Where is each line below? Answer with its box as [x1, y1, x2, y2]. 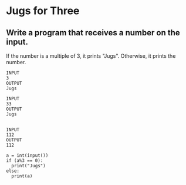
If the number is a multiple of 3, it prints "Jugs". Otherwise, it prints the [6, 52, 176, 60]
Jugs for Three [6, 4, 80, 18]
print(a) [11, 173, 33, 179]
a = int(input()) [6, 153, 49, 158]
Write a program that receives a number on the [6, 28, 180, 38]
